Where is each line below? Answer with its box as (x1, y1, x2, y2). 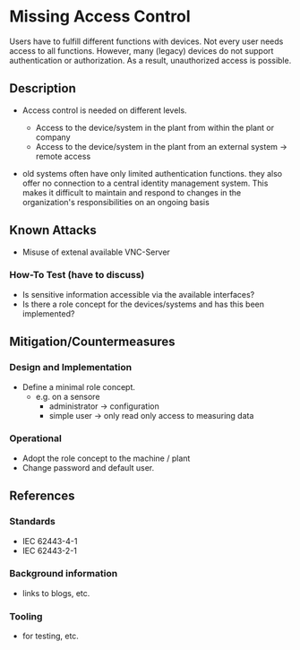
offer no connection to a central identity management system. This (21, 178, 269, 188)
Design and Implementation (9, 361, 133, 374)
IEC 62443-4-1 (21, 535, 78, 546)
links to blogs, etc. (21, 587, 90, 598)
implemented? (21, 308, 75, 319)
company (35, 132, 71, 143)
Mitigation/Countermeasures (9, 334, 176, 350)
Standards (9, 516, 56, 528)
